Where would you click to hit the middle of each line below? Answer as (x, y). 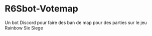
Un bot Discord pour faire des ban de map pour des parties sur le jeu (76, 22)
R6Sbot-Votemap (41, 9)
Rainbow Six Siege (24, 27)
